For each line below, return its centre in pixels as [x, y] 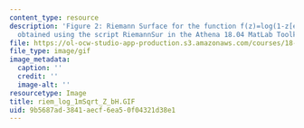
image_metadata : [40, 59]
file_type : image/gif [50, 51]
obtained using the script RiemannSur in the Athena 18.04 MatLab [145, 34]
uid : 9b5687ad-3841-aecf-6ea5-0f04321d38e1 [93, 110]
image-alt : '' [44, 85]
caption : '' [40, 69]
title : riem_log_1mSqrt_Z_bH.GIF [72, 101]
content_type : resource [54, 18]
